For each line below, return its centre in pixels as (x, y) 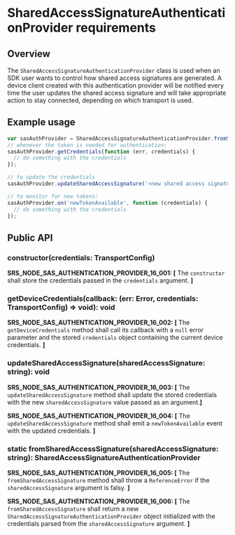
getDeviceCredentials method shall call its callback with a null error (106, 330)
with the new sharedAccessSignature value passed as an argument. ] (105, 402)
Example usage (41, 122)
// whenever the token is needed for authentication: (87, 145)
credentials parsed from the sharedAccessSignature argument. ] (99, 524)
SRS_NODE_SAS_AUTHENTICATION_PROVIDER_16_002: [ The (99, 323)
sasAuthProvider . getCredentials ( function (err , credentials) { (101, 151)
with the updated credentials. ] (51, 431)
